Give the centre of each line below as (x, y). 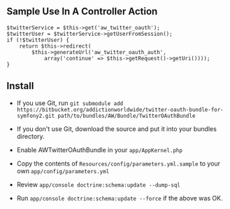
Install (20, 86)
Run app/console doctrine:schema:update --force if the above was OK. (120, 198)
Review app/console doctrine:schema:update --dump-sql (99, 184)
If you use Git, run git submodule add (70, 103)
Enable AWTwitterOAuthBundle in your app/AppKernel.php (100, 149)
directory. (30, 136)
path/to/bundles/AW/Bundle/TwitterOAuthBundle (127, 116)
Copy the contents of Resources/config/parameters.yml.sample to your (118, 163)
